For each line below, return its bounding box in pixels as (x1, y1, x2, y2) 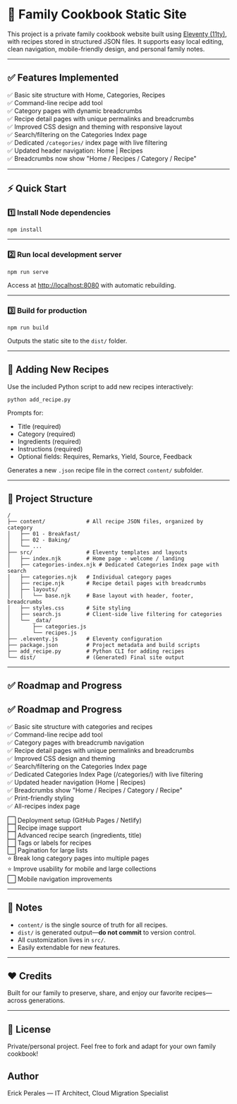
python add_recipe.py (7, 396, 71, 403)
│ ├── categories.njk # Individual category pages (7, 574, 172, 581)
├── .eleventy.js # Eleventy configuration (7, 635, 162, 642)
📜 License (7, 1023, 51, 1035)
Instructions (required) (17, 444, 83, 453)
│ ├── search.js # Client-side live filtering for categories (7, 610, 222, 617)
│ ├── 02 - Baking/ (7, 536, 71, 543)
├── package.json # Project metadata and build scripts (7, 641, 200, 648)
